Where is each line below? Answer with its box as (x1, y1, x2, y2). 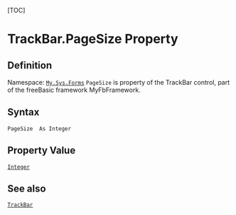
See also (7, 183, 46, 195)
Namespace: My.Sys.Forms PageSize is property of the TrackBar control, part (7, 78, 230, 86)
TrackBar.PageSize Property (7, 31, 179, 47)
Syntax (7, 106, 40, 118)
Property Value (7, 145, 76, 157)
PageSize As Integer (7, 125, 72, 132)
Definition (7, 59, 52, 71)
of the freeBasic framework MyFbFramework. (7, 85, 141, 94)
